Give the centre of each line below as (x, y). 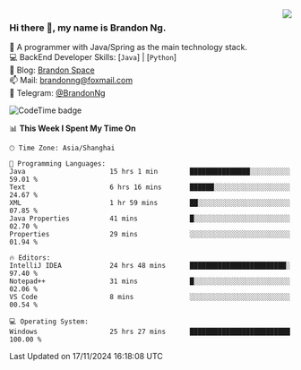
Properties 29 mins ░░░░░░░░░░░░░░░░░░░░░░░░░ (150, 235)
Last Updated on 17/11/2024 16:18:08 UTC (86, 357)
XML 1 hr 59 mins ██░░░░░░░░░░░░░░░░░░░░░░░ (150, 203)
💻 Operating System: (49, 322)
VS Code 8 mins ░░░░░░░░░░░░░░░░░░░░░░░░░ (150, 297)
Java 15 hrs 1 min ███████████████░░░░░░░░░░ (150, 172)
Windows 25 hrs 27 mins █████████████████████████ (150, 332)
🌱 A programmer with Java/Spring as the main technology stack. (129, 47)
